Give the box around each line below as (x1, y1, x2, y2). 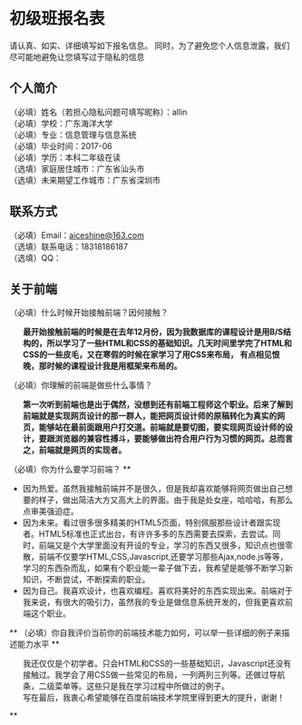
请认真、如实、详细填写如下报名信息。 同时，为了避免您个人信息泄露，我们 (9, 40, 290, 51)
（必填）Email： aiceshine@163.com (9, 229, 145, 241)
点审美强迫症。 (22, 506, 79, 517)
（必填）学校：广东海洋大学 (9, 117, 113, 128)
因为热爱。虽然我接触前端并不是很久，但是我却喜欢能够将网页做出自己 (22, 483, 286, 494)
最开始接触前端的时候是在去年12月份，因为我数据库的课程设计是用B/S (22, 326, 284, 337)
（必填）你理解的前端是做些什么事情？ (9, 380, 152, 391)
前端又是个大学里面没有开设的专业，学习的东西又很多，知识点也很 (38, 540, 286, 551)
